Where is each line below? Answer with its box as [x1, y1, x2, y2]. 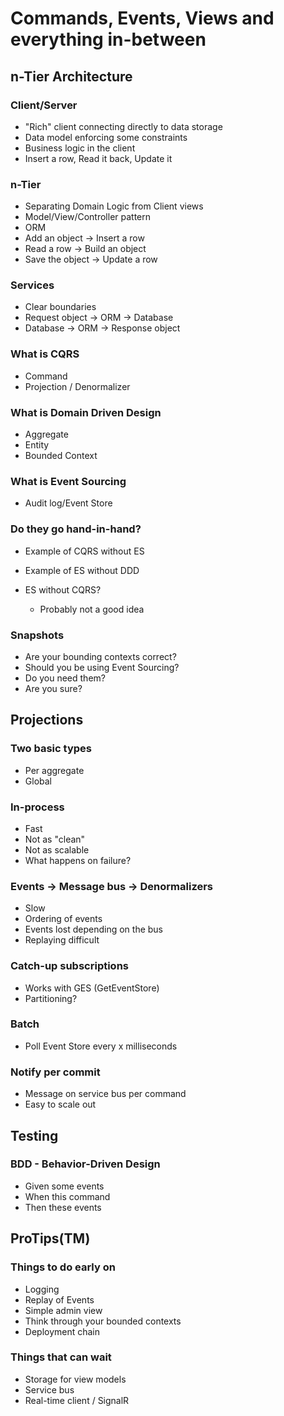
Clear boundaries [24, 301, 97, 313]
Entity [24, 439, 50, 451]
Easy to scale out [24, 1098, 97, 1111]
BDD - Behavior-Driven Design [10, 1157, 161, 1171]
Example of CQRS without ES [24, 545, 145, 557]
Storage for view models [24, 1373, 127, 1385]
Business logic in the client [24, 142, 136, 154]
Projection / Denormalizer [24, 380, 131, 392]
